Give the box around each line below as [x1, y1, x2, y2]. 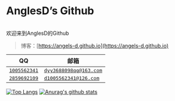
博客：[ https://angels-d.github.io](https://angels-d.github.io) [20, 42, 169, 49]
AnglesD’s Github [6, 4, 94, 18]
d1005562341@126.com [44, 75, 100, 81]
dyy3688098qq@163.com [44, 67, 103, 73]
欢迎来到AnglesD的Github [6, 30, 69, 37]
